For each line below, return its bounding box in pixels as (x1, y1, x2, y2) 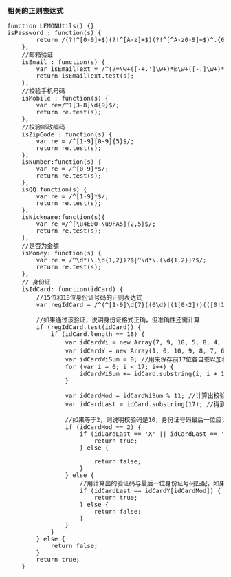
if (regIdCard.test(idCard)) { (36, 324, 142, 331)
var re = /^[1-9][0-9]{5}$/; (36, 138, 135, 145)
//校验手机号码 (21, 87, 65, 95)
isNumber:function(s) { (21, 158, 102, 166)
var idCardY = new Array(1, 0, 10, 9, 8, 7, (65, 347, 218, 355)
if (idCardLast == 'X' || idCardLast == (79, 430, 218, 438)
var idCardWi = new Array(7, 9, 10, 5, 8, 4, (65, 339, 221, 346)
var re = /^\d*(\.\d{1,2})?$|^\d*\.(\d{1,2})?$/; (36, 256, 207, 264)
